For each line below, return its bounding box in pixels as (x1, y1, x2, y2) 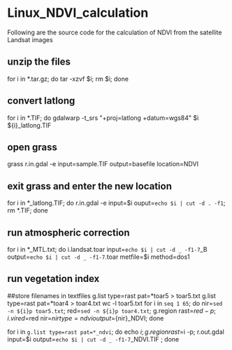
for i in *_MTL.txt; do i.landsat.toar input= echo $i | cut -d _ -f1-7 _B (7, 245, 208, 253)
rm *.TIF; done (7, 206, 48, 215)
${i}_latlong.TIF (7, 121, 52, 129)
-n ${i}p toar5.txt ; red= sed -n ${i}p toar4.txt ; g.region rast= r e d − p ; (7, 307, 217, 315)
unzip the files (7, 56, 71, 68)
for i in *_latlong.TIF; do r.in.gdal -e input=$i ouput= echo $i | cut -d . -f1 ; (7, 198, 226, 208)
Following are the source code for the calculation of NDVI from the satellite (7, 28, 222, 36)
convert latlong (7, 95, 75, 107)
